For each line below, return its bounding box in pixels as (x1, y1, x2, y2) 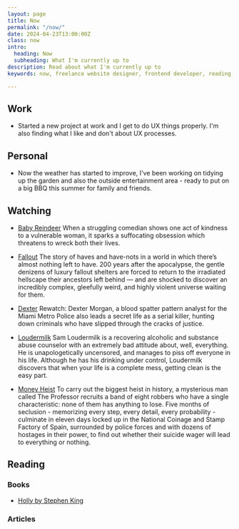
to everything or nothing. (17, 438, 91, 446)
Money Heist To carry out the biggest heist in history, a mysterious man (17, 384, 228, 393)
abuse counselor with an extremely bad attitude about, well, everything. (17, 340, 229, 349)
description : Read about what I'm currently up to (7, 63, 161, 71)
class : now (7, 37, 40, 44)
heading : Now (14, 51, 53, 58)
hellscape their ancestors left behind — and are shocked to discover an (17, 275, 228, 284)
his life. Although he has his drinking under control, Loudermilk (17, 356, 203, 364)
